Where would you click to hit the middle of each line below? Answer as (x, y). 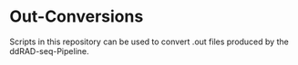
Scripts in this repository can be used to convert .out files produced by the (149, 42)
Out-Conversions (77, 17)
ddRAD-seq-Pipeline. (49, 51)
